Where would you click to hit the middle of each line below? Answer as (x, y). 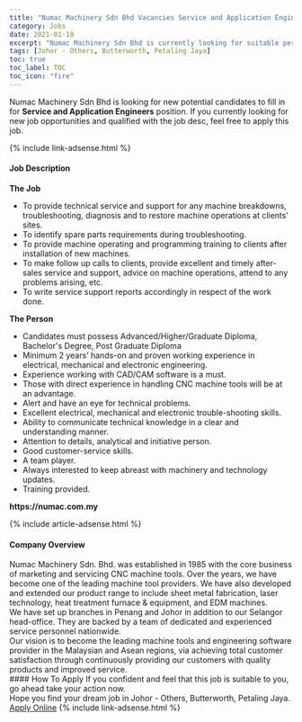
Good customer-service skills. (78, 450)
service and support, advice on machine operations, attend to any (166, 272)
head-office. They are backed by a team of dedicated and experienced (141, 622)
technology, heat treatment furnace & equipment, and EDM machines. (138, 602)
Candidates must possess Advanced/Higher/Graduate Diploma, (140, 336)
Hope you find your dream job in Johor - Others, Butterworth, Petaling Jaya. (150, 699)
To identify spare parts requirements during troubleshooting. (134, 234)
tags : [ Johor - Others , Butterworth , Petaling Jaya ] (110, 51)
